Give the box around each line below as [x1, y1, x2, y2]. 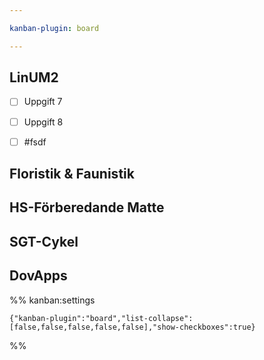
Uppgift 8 [23, 116, 64, 128]
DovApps [9, 267, 68, 285]
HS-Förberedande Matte [9, 199, 165, 216]
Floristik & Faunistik [9, 166, 135, 183]
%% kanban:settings [9, 294, 96, 306]
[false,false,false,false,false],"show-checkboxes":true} [9, 322, 256, 332]
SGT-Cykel [9, 233, 79, 250]
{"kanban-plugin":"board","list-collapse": [9, 313, 194, 323]
